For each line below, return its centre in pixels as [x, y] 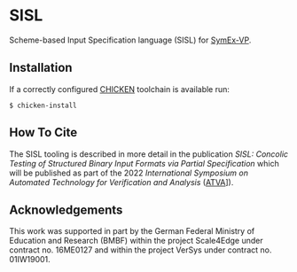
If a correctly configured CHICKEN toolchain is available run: [120, 89]
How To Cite [43, 132]
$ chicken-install [43, 105]
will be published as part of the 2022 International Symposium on [129, 173]
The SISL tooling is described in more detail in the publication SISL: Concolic [149, 154]
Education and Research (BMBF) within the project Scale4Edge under [136, 241]
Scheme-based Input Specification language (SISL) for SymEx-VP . [130, 40]
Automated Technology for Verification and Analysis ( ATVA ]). [121, 182]
